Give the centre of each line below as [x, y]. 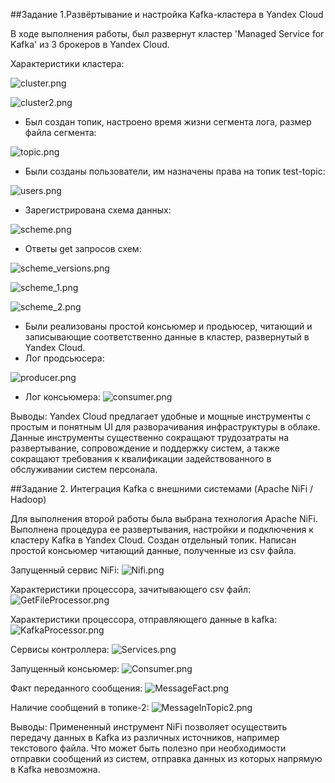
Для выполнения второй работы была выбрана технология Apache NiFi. [164, 518]
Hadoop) [28, 499]
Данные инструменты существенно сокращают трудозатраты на [150, 437]
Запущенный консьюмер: [65, 668]
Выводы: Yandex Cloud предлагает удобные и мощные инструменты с [161, 416]
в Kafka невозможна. [55, 769]
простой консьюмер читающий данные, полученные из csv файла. [153, 550]
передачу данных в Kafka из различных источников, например [145, 737]
